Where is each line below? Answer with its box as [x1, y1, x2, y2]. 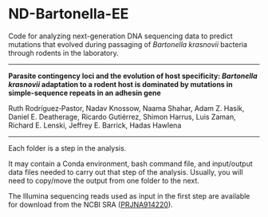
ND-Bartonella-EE [8, 5, 129, 23]
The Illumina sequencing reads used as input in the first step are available [8, 191, 250, 200]
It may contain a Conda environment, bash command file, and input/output [8, 159, 253, 168]
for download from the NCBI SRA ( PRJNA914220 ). [8, 199, 173, 209]
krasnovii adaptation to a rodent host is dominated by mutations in [8, 79, 233, 89]
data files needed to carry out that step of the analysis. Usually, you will [8, 167, 243, 176]
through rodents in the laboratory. [8, 48, 120, 57]
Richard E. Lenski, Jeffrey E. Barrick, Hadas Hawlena [8, 120, 182, 130]
